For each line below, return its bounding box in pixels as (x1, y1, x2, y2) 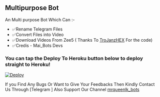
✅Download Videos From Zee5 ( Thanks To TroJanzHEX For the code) (12, 37, 153, 43)
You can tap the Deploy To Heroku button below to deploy (5, 55, 143, 62)
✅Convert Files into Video (12, 32, 64, 37)
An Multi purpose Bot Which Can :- (5, 16, 75, 22)
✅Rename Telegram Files (12, 26, 63, 32)
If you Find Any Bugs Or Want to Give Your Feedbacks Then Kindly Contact (5, 81, 155, 87)
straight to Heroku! (5, 61, 51, 67)
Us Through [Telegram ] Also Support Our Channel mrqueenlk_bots (5, 87, 140, 93)
